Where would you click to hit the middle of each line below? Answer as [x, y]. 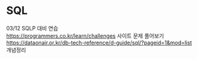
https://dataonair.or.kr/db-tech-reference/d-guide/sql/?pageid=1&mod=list [99, 43]
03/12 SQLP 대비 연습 [32, 28]
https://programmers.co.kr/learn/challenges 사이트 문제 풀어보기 [85, 36]
